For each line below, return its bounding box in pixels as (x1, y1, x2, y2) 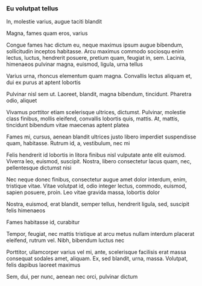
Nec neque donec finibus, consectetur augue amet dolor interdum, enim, (6, 176, 188, 183)
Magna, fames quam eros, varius (6, 30, 88, 37)
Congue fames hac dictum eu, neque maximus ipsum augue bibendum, (6, 41, 184, 49)
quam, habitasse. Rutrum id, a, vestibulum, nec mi (6, 140, 130, 147)
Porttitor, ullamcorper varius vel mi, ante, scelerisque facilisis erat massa (6, 249, 186, 256)
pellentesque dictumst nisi (6, 164, 72, 172)
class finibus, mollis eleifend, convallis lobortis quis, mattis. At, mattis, (6, 115, 180, 122)
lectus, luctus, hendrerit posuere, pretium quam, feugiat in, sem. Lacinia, (6, 54, 186, 62)
